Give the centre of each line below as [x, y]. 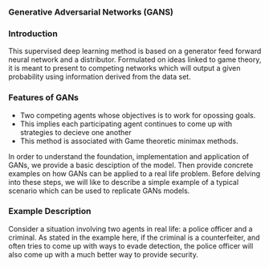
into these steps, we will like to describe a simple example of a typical [124, 182]
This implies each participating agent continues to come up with [126, 124]
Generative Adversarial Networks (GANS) [91, 12]
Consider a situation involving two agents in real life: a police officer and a [130, 228]
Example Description [50, 212]
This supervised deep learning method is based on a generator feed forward [135, 51]
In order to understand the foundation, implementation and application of [129, 156]
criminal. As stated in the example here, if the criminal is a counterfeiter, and [134, 237]
